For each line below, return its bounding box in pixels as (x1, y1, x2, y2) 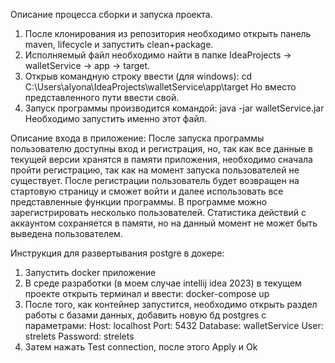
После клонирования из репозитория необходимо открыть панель (24, 28, 312, 39)
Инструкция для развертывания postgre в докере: (10, 247, 225, 259)
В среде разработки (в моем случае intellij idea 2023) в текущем (24, 277, 302, 289)
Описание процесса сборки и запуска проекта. (10, 9, 213, 20)
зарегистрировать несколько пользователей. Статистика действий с (10, 207, 307, 218)
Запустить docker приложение (24, 267, 157, 278)
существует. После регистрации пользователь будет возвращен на (10, 175, 300, 186)
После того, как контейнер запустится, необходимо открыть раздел (24, 299, 318, 310)
